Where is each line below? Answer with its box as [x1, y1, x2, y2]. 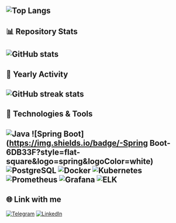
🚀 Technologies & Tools [6, 109, 93, 119]
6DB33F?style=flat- [6, 147, 81, 157]
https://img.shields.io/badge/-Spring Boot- [9, 138, 171, 148]
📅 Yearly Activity [6, 69, 68, 79]
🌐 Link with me [6, 194, 61, 205]
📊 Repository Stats [6, 26, 78, 36]
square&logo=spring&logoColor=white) [6, 156, 154, 166]
